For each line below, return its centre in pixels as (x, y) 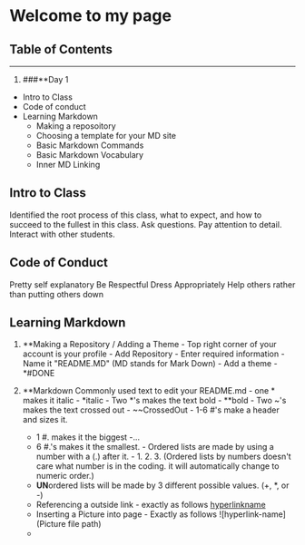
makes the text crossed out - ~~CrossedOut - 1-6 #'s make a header (151, 410)
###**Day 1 (45, 79)
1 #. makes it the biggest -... (88, 437)
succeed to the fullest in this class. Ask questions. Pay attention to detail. (146, 224)
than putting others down (57, 294)
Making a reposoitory (76, 126)
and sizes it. (45, 420)
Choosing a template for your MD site (106, 136)
